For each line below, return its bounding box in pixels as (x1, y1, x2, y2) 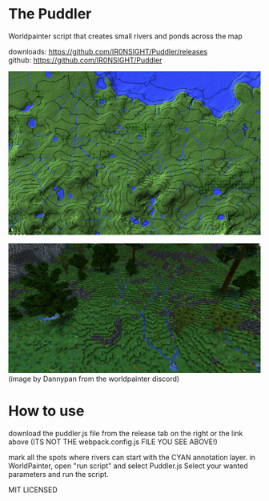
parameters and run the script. (8, 469, 110, 479)
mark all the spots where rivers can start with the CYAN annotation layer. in (8, 452, 256, 462)
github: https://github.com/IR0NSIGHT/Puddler (8, 55, 163, 65)
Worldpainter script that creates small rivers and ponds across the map (8, 31, 243, 41)
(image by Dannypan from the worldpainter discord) (8, 374, 180, 383)
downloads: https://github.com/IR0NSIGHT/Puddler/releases (8, 46, 208, 56)
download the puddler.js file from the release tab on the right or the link (8, 428, 243, 438)
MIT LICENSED (8, 485, 58, 495)
